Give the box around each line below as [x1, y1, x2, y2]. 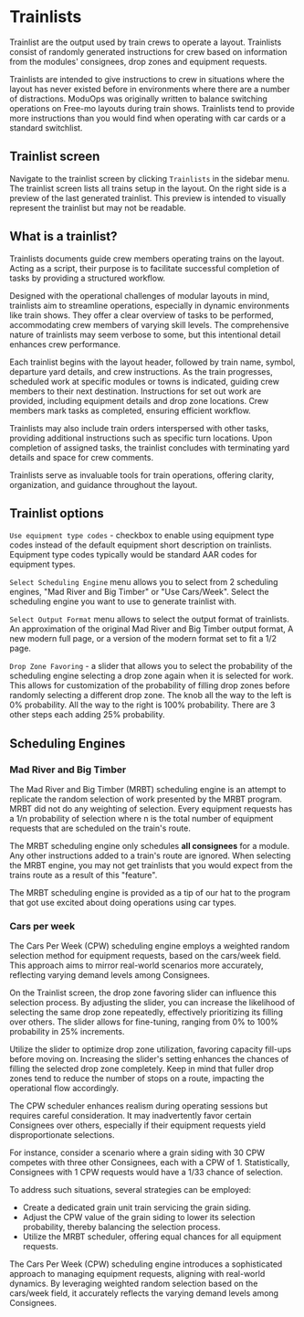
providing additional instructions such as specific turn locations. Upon [9, 432, 273, 443]
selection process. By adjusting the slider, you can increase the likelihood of [9, 997, 296, 1008]
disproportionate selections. [9, 1130, 116, 1141]
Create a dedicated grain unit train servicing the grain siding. [22, 1202, 251, 1213]
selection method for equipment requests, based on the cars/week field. [9, 951, 281, 961]
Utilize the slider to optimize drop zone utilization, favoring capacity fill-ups [9, 1044, 292, 1055]
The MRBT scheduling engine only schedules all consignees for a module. [9, 841, 290, 852]
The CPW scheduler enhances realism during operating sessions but [9, 1100, 268, 1111]
